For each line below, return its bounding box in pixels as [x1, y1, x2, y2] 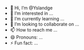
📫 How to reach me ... [10, 27, 58, 33]
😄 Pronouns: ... [10, 34, 43, 40]
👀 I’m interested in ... [10, 10, 53, 16]
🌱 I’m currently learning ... [10, 16, 65, 21]
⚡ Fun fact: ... [10, 40, 38, 46]
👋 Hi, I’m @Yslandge [10, 5, 53, 11]
